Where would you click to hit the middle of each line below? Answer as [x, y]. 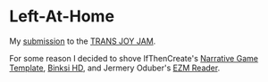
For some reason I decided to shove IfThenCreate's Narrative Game [134, 58]
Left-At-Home [62, 16]
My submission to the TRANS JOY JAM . [83, 41]
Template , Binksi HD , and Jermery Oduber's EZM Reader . [115, 68]
